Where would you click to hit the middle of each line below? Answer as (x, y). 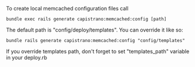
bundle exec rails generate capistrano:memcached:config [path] (86, 19)
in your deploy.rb (27, 57)
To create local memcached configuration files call (67, 8)
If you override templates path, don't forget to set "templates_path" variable (98, 51)
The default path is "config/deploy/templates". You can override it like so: (95, 30)
